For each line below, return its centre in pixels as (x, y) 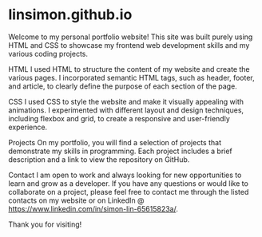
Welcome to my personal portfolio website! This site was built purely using (131, 37)
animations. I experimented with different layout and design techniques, (126, 110)
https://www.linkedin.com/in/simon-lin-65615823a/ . (93, 208)
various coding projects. (48, 53)
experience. (28, 127)
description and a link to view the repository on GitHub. (99, 159)
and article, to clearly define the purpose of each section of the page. (123, 86)
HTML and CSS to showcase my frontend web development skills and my (129, 45)
